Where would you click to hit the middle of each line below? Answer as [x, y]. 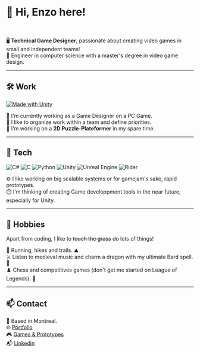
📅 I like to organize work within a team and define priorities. [79, 122]
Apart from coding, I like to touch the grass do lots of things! [80, 239]
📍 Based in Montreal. [32, 321]
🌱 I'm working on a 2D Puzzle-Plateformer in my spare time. [81, 128]
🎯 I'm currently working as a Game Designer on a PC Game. [79, 116]
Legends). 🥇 [21, 279]
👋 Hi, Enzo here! [46, 12]
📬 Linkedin [21, 343]
